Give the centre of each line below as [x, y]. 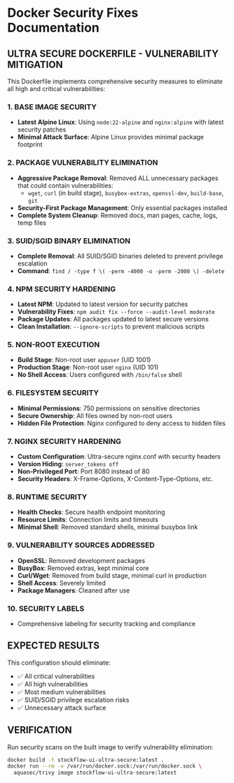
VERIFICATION [40, 730]
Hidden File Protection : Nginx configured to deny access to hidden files [122, 423]
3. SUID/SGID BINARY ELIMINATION [69, 241]
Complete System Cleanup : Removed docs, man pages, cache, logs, [118, 215]
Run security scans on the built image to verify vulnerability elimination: [110, 747]
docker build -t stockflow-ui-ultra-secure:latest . [86, 760]
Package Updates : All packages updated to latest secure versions [113, 319]
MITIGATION [35, 64]
